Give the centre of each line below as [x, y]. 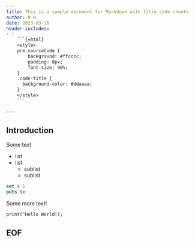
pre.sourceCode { [39, 51]
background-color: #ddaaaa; [57, 84]
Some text [19, 145]
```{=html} [31, 40]
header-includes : [28, 28]
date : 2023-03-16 [28, 23]
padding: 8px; [45, 62]
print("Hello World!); [34, 214]
